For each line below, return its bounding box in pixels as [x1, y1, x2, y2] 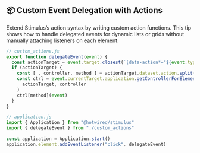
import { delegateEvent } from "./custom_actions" [6, 125, 135, 131]
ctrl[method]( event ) [17, 92, 68, 98]
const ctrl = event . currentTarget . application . [17, 76, 137, 82]
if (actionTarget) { [11, 65, 62, 71]
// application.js [6, 114, 52, 120]
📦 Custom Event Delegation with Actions [6, 5, 162, 15]
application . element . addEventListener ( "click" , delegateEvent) [6, 141, 167, 147]
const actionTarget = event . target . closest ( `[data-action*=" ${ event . [11, 59, 187, 65]
